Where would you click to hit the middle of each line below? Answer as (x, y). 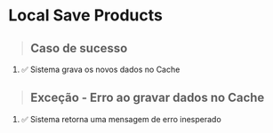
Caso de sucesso (79, 48)
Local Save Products (86, 16)
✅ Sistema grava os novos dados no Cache (100, 69)
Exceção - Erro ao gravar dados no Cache (147, 98)
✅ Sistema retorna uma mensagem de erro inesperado (121, 119)
